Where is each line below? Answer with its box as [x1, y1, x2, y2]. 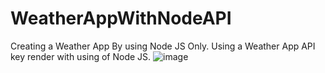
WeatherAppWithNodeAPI [10, 7, 232, 30]
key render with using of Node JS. [10, 50, 152, 62]
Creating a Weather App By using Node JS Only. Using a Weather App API [10, 40, 316, 52]
